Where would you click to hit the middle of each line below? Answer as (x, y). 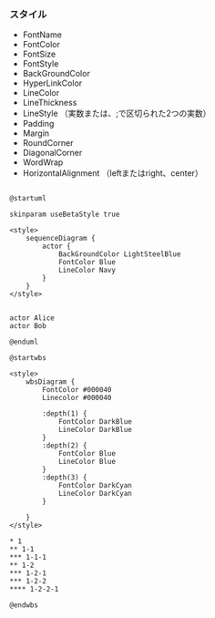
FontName (42, 35)
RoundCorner (48, 143)
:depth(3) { (65, 478)
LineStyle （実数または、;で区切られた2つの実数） (117, 113)
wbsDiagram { (51, 382)
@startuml (28, 199)
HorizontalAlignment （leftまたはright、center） (113, 173)
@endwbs (24, 605)
